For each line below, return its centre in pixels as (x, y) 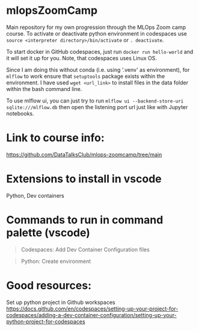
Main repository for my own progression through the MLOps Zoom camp (96, 27)
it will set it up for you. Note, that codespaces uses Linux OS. (82, 58)
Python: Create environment (56, 261)
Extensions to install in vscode (84, 179)
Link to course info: (56, 138)
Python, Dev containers (35, 195)
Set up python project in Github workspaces (61, 302)
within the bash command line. (44, 89)
